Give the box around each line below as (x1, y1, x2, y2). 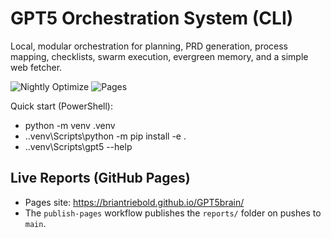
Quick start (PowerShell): (10, 100, 113, 112)
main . (24, 217, 47, 229)
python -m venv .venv (24, 119, 116, 131)
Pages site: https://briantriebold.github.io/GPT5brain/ (24, 196, 245, 208)
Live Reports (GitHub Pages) (10, 170, 191, 187)
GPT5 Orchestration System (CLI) (10, 7, 294, 30)
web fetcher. (10, 61, 63, 73)
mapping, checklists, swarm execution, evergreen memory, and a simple (10, 50, 309, 62)
